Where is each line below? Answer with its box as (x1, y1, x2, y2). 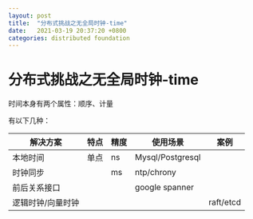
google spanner (134, 181, 194, 193)
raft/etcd (208, 197, 242, 208)
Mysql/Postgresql (134, 152, 201, 163)
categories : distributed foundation (8, 34, 130, 42)
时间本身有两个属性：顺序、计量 (8, 99, 113, 109)
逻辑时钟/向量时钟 (12, 197, 80, 209)
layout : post (8, 11, 52, 20)
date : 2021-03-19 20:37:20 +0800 (8, 26, 127, 34)
